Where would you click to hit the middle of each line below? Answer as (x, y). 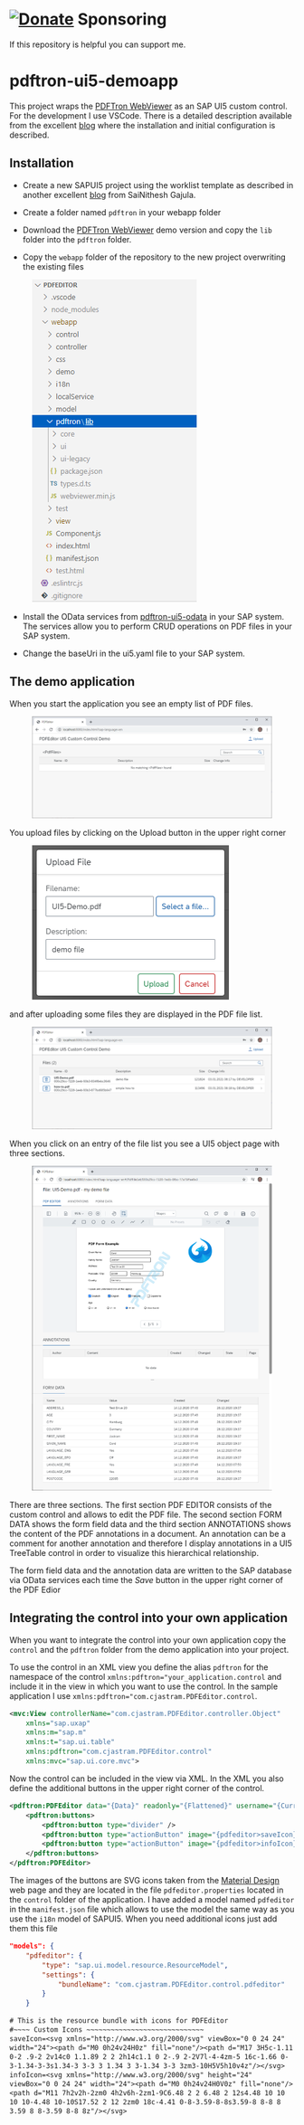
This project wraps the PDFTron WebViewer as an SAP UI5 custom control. (148, 106)
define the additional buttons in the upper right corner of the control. (137, 1788)
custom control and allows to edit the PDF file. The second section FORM (146, 1514)
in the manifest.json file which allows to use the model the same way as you (152, 1910)
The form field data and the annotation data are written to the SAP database (151, 1570)
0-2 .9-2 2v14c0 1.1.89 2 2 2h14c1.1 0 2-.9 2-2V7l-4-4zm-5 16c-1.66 (143, 2057)
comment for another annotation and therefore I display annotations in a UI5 (151, 1543)
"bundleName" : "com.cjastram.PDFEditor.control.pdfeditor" (171, 1984)
